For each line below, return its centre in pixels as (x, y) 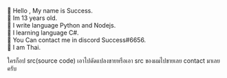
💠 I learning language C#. (43, 32)
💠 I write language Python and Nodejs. (62, 25)
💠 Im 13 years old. (32, 18)
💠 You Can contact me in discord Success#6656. (77, 40)
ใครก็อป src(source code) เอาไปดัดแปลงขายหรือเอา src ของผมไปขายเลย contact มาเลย (113, 61)
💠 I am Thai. (24, 47)
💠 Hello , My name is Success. (50, 11)
